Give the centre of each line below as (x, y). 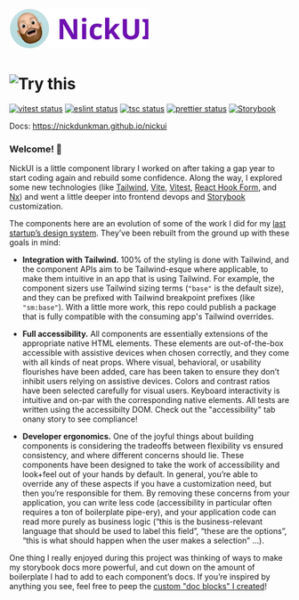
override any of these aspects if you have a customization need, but (147, 484)
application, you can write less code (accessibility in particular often (147, 503)
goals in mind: (35, 242)
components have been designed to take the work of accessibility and (151, 465)
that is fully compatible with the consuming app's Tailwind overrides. (148, 316)
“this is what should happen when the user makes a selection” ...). (143, 541)
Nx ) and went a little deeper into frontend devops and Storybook (128, 197)
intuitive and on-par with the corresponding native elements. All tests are (156, 400)
